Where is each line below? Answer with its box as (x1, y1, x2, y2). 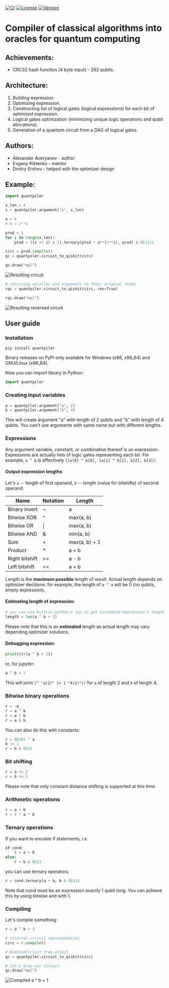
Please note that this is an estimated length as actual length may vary (5, 623, 150, 629)
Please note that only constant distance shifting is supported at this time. (5, 783, 156, 789)
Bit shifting (5, 758, 33, 765)
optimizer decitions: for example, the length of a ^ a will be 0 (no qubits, (5, 581, 155, 587)
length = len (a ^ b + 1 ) (5, 614, 57, 619)
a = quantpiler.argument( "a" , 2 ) (5, 403, 75, 408)
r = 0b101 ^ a (5, 736, 35, 742)
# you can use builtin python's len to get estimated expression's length (5, 610, 165, 615)
